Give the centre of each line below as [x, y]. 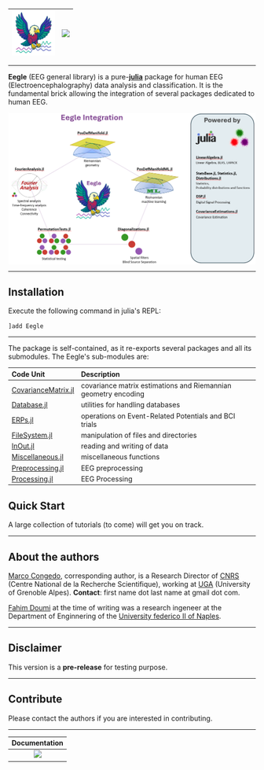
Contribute [35, 700]
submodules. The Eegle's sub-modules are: [79, 357]
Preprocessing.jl [38, 468]
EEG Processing [107, 479]
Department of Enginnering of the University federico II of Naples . [115, 616]
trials [89, 424]
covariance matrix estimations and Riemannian [156, 385]
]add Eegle [26, 326]
